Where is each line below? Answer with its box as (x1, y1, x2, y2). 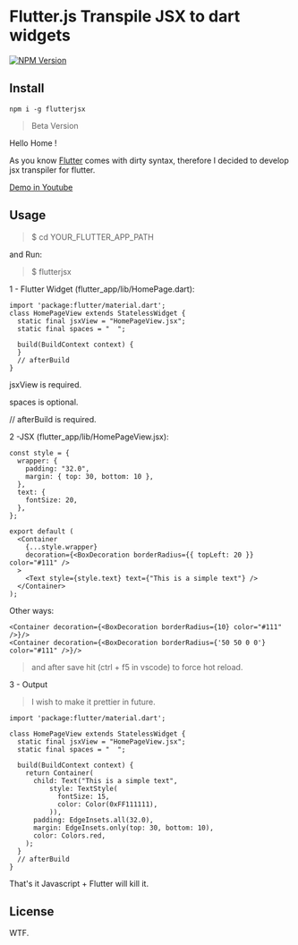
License (9, 904, 55, 919)
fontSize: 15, (56, 792, 110, 801)
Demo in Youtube (9, 182, 73, 192)
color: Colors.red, (32, 830, 106, 840)
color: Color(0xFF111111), (56, 799, 158, 809)
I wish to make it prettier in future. (30, 696, 157, 707)
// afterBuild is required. (9, 413, 97, 424)
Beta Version (30, 120, 79, 131)
